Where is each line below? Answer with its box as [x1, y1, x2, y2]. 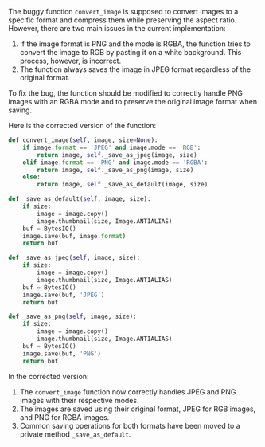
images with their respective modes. [19, 395, 139, 405]
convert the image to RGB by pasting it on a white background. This [19, 48, 242, 57]
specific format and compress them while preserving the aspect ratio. [8, 15, 237, 25]
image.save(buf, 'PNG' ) [22, 350, 102, 358]
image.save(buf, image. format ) [22, 232, 127, 240]
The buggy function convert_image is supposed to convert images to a [8, 7, 239, 16]
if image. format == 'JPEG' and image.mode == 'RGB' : [22, 143, 201, 151]
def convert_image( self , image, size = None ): [8, 136, 158, 144]
